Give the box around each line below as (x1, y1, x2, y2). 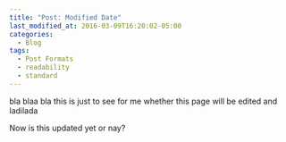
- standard (17, 71, 58, 80)
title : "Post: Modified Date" (9, 13, 122, 22)
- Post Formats (17, 54, 74, 63)
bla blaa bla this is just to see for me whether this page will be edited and (9, 96, 278, 106)
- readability (17, 63, 70, 72)
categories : (9, 29, 54, 38)
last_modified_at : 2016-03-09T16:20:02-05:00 (9, 21, 181, 30)
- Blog (17, 38, 42, 47)
